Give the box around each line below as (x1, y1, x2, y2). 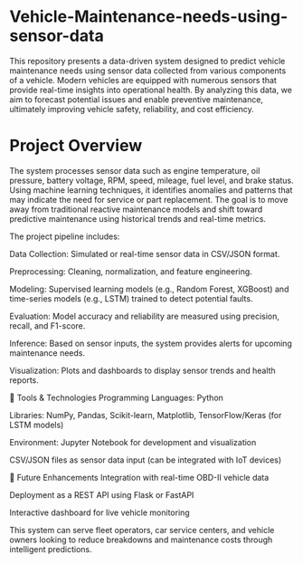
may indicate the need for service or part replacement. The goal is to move (9, 194, 289, 205)
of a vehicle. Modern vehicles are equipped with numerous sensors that (9, 74, 278, 85)
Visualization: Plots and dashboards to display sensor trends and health (9, 365, 276, 376)
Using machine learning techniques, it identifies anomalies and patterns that (9, 184, 293, 196)
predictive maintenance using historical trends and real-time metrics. (9, 213, 267, 224)
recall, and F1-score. (9, 320, 86, 331)
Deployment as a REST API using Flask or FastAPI (9, 489, 194, 500)
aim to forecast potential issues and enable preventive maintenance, (9, 93, 264, 105)
